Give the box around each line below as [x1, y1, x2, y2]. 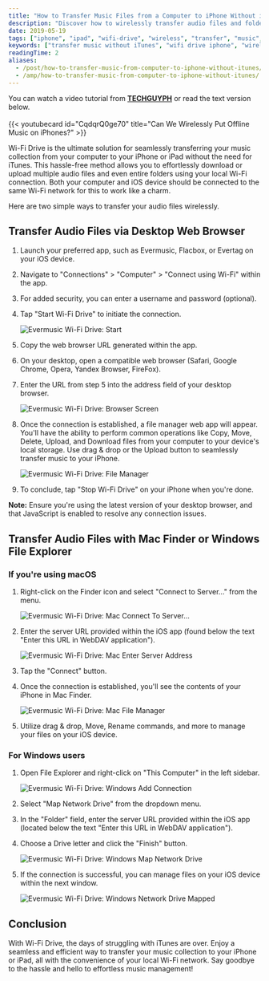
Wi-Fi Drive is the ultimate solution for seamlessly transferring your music [8, 143, 251, 152]
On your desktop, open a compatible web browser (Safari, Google [19, 356, 238, 366]
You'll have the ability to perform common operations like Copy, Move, [19, 428, 252, 438]
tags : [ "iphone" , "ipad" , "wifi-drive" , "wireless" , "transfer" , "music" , [8, 34, 263, 43]
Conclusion [8, 917, 67, 930]
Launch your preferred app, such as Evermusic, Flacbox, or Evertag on [19, 245, 254, 255]
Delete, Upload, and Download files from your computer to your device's [19, 436, 259, 446]
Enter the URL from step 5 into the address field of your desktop [19, 380, 232, 390]
